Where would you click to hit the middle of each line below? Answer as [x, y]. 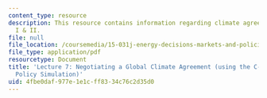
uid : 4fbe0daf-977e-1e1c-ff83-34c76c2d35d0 [81, 81]
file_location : [33, 45]
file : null [26, 38]
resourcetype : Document [48, 60]
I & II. [28, 30]
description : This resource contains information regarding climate [124, 23]
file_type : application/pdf [55, 52]
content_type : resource [48, 15]
